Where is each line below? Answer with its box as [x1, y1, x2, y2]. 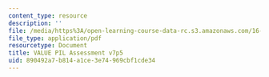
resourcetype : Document [8, 42, 88, 50]
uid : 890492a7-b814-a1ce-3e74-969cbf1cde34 [8, 57, 156, 65]
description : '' [8, 19, 62, 27]
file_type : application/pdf [8, 34, 102, 43]
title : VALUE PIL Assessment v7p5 [8, 49, 124, 57]
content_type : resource [8, 11, 88, 20]
